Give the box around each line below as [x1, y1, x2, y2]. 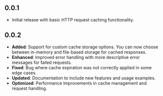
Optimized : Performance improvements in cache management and [11, 80, 147, 86]
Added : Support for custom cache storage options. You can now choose [11, 44, 159, 50]
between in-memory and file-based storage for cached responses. [11, 49, 147, 55]
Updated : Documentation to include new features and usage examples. [11, 75, 156, 81]
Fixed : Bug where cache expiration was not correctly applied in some [11, 64, 152, 70]
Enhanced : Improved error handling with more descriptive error [11, 54, 140, 60]
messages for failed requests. [11, 59, 72, 65]
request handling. [11, 85, 47, 91]
